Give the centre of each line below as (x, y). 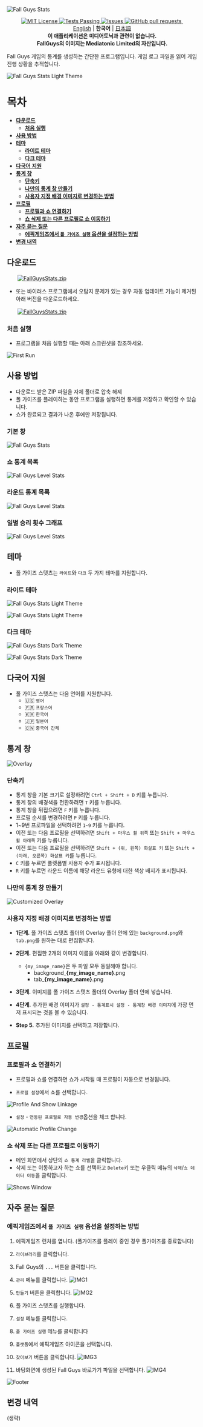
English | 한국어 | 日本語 (102, 28)
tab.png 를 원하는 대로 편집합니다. (55, 940)
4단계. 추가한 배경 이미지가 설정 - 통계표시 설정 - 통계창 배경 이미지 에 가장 (101, 1004)
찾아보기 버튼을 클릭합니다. (46, 1357)
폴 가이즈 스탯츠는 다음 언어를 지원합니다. (64, 693)
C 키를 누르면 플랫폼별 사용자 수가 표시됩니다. (69, 863)
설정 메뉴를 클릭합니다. (42, 1318)
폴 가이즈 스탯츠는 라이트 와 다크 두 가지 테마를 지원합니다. (81, 572)
